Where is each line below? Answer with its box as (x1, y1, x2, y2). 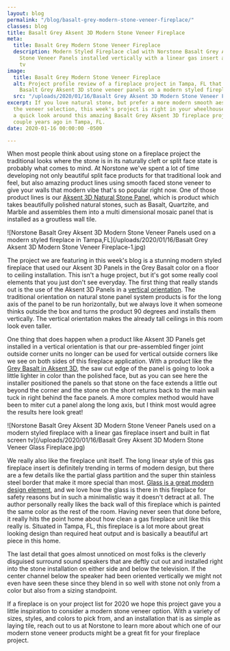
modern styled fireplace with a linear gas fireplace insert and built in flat (7, 429, 210, 437)
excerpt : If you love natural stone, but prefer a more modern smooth (7, 99, 213, 106)
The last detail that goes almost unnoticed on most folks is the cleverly (7, 550, 207, 558)
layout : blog (7, 10, 44, 17)
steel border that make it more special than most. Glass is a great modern (7, 478, 214, 487)
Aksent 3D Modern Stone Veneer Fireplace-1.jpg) (7, 243, 146, 251)
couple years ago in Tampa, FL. (13, 118, 106, 126)
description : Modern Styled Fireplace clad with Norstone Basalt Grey (13, 49, 219, 56)
